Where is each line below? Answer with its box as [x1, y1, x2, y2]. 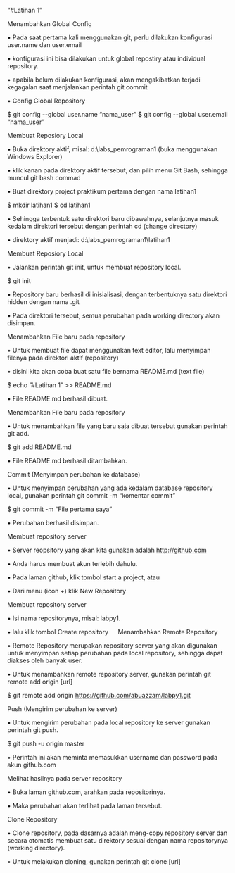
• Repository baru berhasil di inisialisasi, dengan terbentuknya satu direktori [7, 290, 227, 299]
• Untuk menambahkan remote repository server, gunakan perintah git [7, 670, 211, 678]
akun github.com [7, 760, 56, 769]
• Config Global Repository [7, 96, 86, 105]
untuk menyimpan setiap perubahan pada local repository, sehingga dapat [7, 649, 223, 657]
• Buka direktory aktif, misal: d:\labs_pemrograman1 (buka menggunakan [7, 145, 218, 153]
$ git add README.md [7, 443, 72, 451]
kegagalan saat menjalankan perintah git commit [7, 83, 148, 91]
